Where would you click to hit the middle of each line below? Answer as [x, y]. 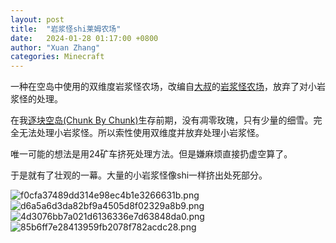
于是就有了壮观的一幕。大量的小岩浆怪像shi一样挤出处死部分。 [139, 175]
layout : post [37, 19]
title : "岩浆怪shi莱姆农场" [66, 29]
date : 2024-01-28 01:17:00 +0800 [84, 38]
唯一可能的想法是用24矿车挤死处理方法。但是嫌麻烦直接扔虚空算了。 [151, 154]
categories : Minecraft [57, 57]
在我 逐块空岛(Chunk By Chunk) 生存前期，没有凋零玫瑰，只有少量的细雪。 [162, 120]
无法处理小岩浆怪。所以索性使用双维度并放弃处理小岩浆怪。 [141, 133]
